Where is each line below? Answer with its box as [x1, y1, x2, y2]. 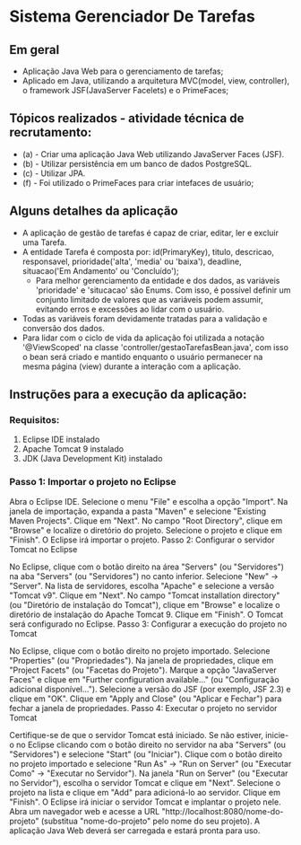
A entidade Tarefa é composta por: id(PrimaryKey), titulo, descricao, [21, 246, 275, 257]
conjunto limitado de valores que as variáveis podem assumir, [35, 294, 264, 304]
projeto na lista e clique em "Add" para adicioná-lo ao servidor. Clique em [9, 787, 280, 797]
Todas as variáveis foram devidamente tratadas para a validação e [21, 312, 268, 324]
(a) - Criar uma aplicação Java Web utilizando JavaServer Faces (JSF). [21, 148, 285, 159]
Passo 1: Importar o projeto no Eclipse [9, 476, 176, 489]
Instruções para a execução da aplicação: [9, 387, 247, 402]
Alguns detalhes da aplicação [9, 204, 178, 219]
